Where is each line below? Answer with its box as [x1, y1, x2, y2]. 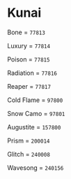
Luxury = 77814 [7, 41, 51, 50]
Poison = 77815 [7, 55, 50, 64]
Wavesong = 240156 [7, 163, 64, 172]
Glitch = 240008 [7, 150, 51, 158]
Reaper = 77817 [7, 82, 51, 90]
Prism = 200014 [7, 136, 50, 145]
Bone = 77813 [7, 28, 45, 36]
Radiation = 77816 [7, 69, 58, 77]
